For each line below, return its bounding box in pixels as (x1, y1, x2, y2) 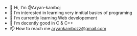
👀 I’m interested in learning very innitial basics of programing (9, 10, 133, 16)
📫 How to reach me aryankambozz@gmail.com (9, 26, 107, 31)
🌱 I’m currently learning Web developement (9, 15, 97, 20)
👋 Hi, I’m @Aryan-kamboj (9, 5, 61, 10)
